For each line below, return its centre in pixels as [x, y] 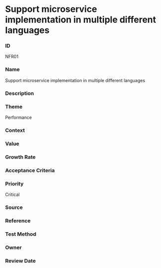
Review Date [21, 261]
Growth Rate [21, 157]
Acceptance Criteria [30, 170]
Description [20, 93]
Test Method [21, 234]
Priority [14, 183]
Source [14, 207]
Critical [12, 194]
